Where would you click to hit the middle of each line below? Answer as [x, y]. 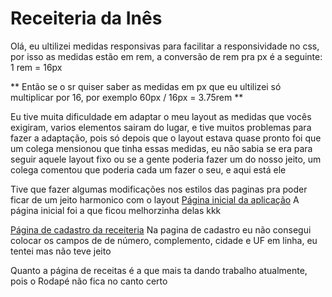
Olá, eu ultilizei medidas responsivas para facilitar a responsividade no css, [165, 46]
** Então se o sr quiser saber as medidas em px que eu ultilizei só [146, 86]
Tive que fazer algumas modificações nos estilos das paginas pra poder [159, 189]
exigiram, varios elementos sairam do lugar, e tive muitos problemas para [161, 127]
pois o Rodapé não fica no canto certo [89, 281]
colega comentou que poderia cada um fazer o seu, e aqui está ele [148, 169]
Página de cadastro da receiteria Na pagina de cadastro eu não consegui [161, 229]
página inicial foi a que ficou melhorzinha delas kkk [116, 210]
